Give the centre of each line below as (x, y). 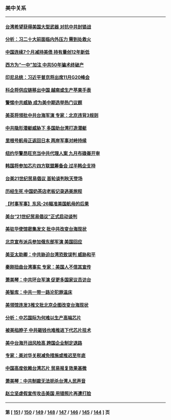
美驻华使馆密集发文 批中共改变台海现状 (46, 229)
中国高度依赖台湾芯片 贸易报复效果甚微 (46, 368)
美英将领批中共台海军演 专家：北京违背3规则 (52, 115)
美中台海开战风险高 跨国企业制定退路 (44, 343)
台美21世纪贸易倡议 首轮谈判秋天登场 (44, 179)
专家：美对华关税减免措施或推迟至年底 (45, 356)
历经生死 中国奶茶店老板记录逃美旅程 (44, 191)
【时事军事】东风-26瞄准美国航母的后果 (47, 204)
